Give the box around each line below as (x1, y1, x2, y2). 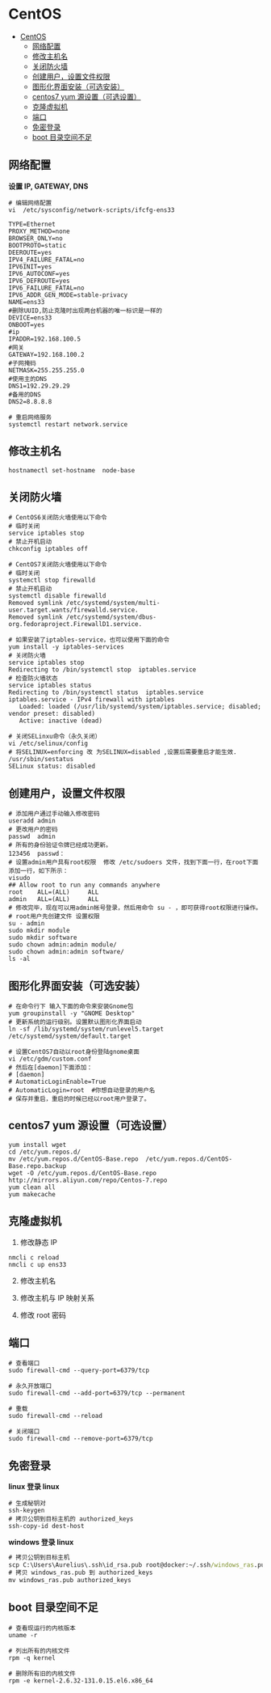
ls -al (8, 955, 31, 963)
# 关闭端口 (8, 1428, 40, 1436)
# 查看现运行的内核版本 (8, 1623, 77, 1632)
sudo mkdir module (8, 927, 70, 935)
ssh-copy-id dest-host (8, 1522, 85, 1530)
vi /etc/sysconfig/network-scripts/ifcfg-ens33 (8, 205, 175, 214)
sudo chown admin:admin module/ (8, 941, 117, 949)
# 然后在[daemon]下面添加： (8, 1064, 93, 1072)
